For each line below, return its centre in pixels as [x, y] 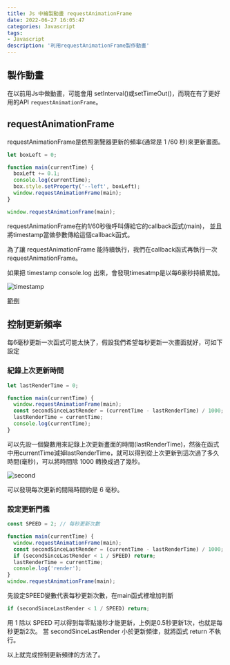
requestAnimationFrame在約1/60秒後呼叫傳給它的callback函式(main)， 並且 [115, 226]
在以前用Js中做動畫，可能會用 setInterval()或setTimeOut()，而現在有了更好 [114, 93]
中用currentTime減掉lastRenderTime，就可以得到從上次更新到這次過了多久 [113, 453]
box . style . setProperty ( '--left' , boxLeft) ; [77, 187]
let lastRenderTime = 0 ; [43, 385]
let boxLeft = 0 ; [32, 155]
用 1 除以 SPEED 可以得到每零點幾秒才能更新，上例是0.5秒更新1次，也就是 [112, 622]
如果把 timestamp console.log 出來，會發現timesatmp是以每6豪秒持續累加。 [116, 272]
